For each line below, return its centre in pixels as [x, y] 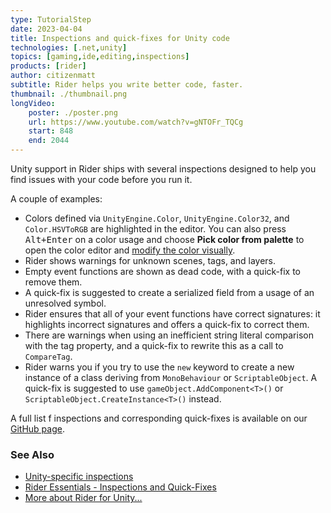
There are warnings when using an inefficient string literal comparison [169, 335]
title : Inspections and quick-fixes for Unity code [120, 38]
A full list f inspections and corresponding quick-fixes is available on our [159, 418]
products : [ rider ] [48, 66]
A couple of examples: [56, 199]
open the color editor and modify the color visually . [130, 250]
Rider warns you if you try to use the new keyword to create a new [159, 367]
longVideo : [33, 103]
